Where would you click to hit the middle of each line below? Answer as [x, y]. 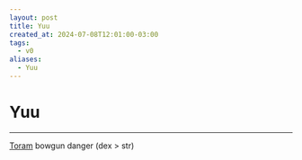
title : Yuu [30, 26]
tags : [19, 43]
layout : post [34, 18]
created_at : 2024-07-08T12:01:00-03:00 [84, 34]
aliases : [26, 59]
